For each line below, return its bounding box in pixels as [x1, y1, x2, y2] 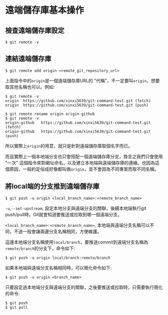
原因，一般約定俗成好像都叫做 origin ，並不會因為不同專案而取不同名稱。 [9, 166, 159, 172]
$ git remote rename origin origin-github [5, 111, 95, 116]
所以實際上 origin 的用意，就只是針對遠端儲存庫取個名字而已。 [5, 142, 132, 148]
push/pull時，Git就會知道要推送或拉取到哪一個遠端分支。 [5, 211, 122, 217]
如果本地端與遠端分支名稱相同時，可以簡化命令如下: [5, 264, 112, 271]
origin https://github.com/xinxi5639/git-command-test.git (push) [5, 102, 149, 108]
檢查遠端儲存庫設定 [5, 26, 64, 35]
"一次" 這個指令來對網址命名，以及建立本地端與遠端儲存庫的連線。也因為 [5, 160, 155, 166]
